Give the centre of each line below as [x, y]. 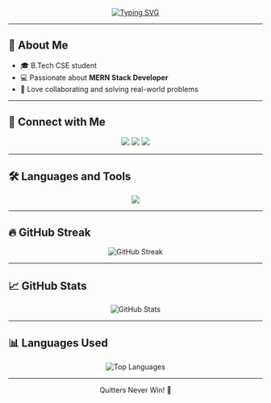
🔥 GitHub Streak [50, 232]
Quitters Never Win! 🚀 [135, 390]
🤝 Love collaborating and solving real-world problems [109, 89]
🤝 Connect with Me [57, 122]
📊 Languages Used [58, 343]
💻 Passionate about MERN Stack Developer [94, 78]
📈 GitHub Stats [48, 285]
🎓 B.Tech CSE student [58, 65]
